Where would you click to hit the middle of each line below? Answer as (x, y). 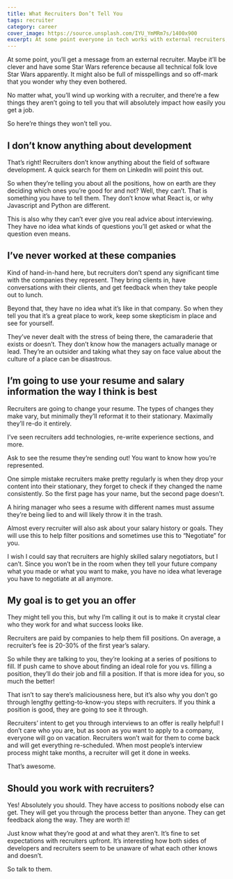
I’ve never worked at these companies (91, 256)
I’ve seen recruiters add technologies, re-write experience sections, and (111, 437)
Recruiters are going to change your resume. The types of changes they (111, 408)
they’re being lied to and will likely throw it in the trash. (85, 514)
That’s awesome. (32, 766)
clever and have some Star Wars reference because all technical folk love (112, 67)
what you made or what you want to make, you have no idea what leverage (115, 571)
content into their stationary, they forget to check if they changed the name (115, 486)
